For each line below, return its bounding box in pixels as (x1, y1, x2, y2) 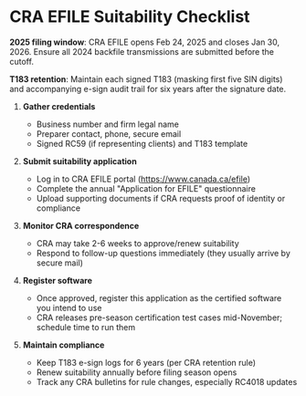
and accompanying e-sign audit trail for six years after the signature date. (9, 83, 287, 94)
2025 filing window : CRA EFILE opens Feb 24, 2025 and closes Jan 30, (9, 36, 280, 47)
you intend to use (36, 302, 102, 313)
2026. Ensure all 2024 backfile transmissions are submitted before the (9, 46, 274, 57)
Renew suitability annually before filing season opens (36, 367, 237, 378)
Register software (22, 275, 93, 286)
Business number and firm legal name (36, 119, 180, 130)
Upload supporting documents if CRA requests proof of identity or (36, 193, 286, 203)
